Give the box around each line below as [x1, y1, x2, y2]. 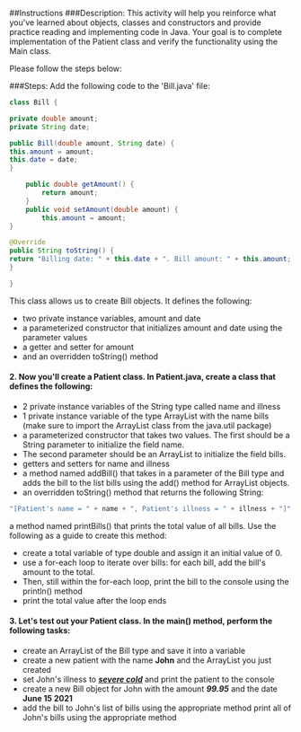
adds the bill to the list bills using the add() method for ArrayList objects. [22, 477, 290, 488]
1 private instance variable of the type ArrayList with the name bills [22, 410, 270, 421]
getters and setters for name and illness [22, 458, 171, 469]
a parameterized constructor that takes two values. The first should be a [22, 429, 290, 440]
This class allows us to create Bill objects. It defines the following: [9, 295, 252, 306]
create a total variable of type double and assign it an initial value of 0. [22, 547, 283, 558]
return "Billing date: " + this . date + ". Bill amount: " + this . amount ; [9, 255, 292, 264]
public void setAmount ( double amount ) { [25, 205, 179, 214]
